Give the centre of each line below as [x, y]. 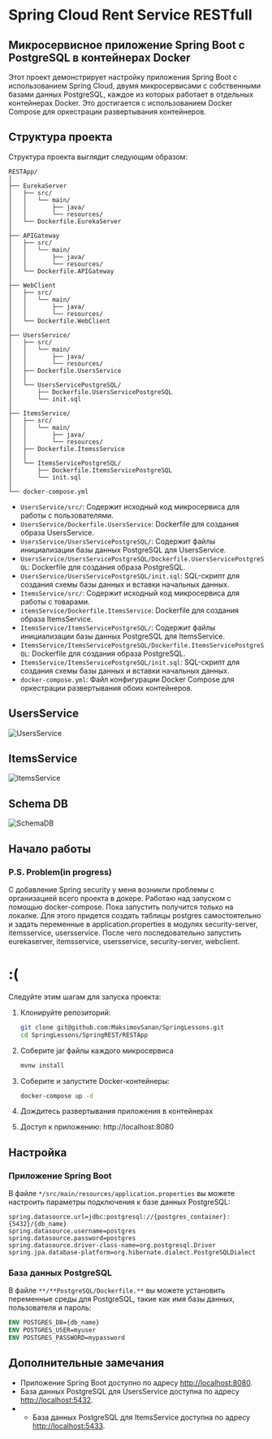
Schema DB [39, 803]
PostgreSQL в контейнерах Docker [99, 57]
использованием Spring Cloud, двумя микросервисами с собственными [135, 86]
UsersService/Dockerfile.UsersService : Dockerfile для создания [130, 524]
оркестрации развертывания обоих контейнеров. [106, 687]
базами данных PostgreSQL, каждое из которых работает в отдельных [131, 94]
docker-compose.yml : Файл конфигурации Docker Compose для [127, 679]
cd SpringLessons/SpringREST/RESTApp [84, 1035]
